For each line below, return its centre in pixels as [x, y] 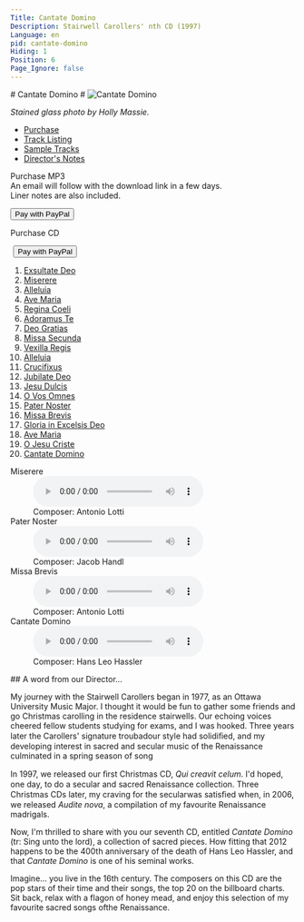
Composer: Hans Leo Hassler [88, 661]
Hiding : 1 [29, 52]
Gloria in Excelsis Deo [64, 424]
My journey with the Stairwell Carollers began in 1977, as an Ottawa [136, 697]
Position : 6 [33, 60]
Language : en [35, 35]
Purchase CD [35, 233]
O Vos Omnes [49, 395]
